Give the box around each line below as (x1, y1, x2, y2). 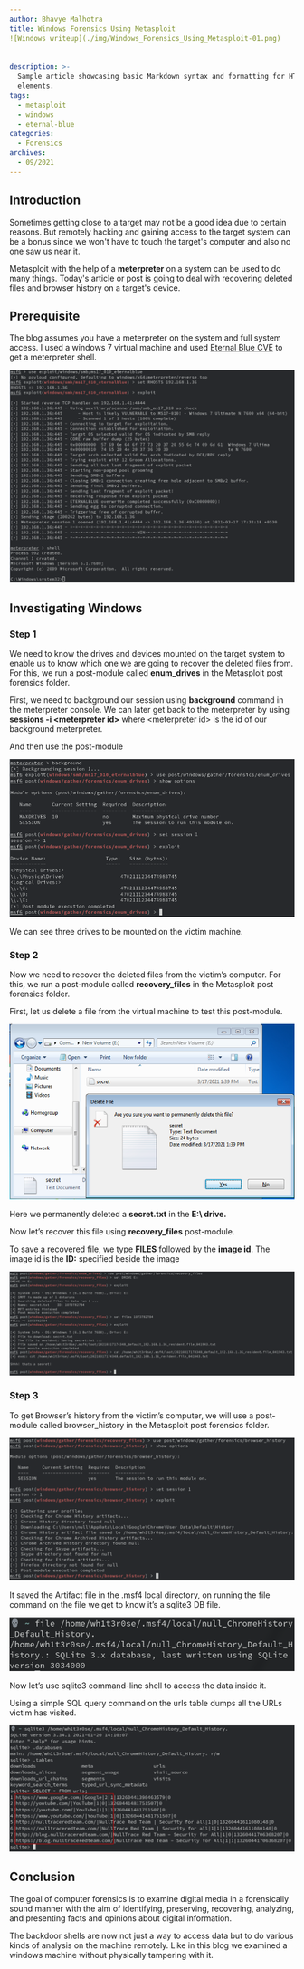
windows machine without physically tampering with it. (9, 1949, 214, 1960)
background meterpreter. (9, 724, 103, 735)
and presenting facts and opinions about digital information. (9, 1912, 233, 1924)
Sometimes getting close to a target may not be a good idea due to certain (9, 216, 287, 227)
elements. (17, 82, 54, 91)
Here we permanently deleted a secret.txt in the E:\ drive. (9, 1209, 227, 1220)
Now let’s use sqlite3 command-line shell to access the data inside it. (9, 1680, 267, 1691)
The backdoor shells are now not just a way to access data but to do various (9, 1930, 294, 1941)
